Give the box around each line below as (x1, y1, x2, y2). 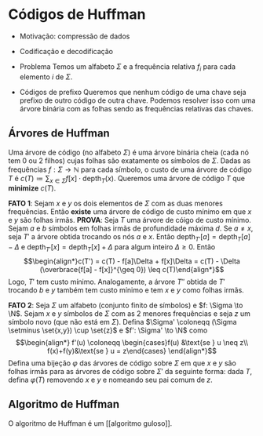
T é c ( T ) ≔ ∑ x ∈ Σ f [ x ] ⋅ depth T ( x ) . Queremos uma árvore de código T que (8, 173, 246, 185)
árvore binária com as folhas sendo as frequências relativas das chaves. (19, 104, 254, 113)
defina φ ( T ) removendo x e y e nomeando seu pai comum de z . (8, 375, 214, 384)
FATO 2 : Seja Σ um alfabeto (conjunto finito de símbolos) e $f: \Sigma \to (8, 300, 243, 310)
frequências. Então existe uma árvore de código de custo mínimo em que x (8, 207, 252, 216)
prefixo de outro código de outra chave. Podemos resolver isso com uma (19, 96, 256, 105)
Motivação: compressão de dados (19, 31, 130, 41)
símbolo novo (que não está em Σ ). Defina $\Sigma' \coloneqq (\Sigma (8, 317, 237, 326)
